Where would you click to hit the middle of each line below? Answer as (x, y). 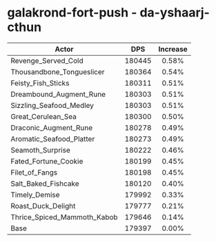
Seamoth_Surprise (40, 150)
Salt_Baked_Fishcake (45, 184)
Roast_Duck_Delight (43, 206)
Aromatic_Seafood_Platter (53, 139)
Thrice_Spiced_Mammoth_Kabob (65, 217)
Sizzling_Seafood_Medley (52, 105)
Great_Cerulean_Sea (44, 116)
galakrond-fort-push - (72, 13)
